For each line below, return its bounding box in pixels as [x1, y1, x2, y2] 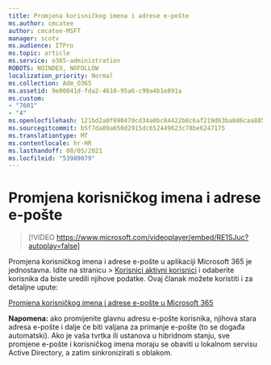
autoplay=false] [27, 241, 81, 251]
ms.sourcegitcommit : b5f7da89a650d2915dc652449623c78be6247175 [8, 124, 226, 132]
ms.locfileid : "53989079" [8, 154, 95, 162]
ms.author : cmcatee [8, 19, 74, 27]
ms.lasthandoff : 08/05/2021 [8, 147, 103, 155]
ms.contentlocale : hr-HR [8, 139, 92, 147]
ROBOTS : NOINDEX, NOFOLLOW [8, 64, 99, 73]
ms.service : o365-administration [8, 57, 121, 65]
